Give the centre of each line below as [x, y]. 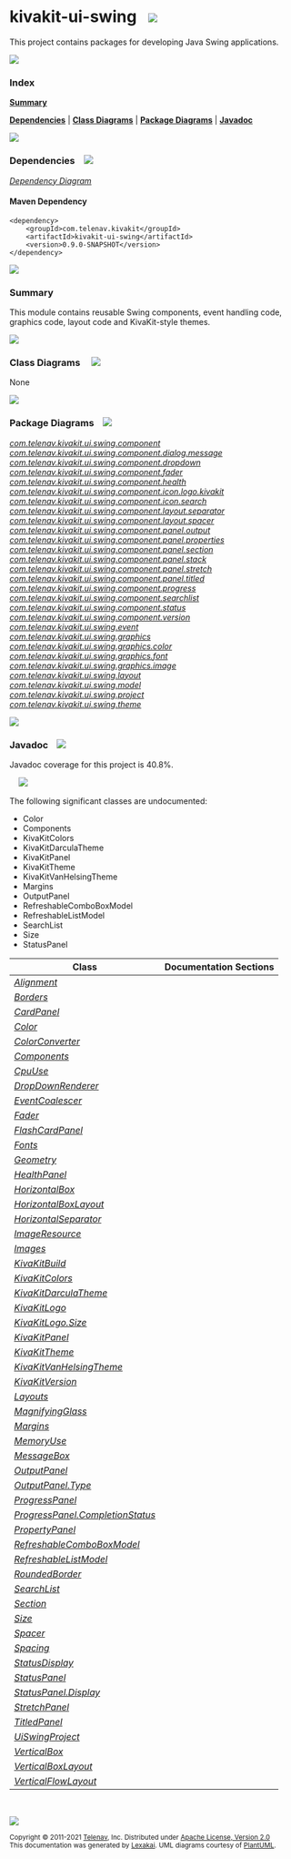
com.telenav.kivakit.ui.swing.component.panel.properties [117, 540]
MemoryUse [40, 1440]
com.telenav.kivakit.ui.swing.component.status [98, 607]
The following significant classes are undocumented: [108, 801]
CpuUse [31, 1071]
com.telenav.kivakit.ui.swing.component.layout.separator [117, 511]
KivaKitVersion [45, 1381]
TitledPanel [38, 1722]
